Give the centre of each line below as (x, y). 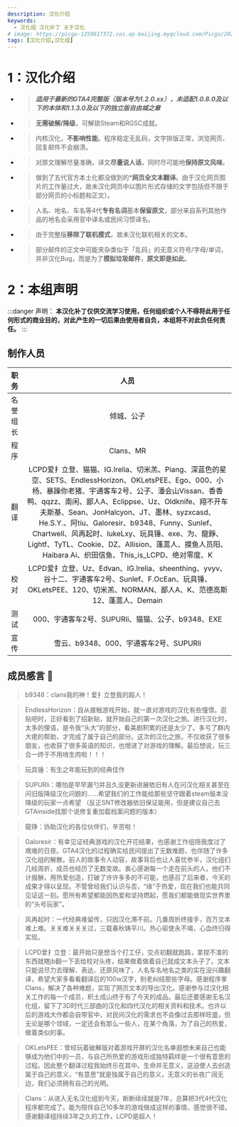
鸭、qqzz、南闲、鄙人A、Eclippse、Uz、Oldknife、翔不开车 (128, 501)
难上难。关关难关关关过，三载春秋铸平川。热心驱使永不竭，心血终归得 (128, 928)
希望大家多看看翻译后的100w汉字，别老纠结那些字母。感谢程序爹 (132, 979)
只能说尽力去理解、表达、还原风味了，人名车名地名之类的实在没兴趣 (124, 969)
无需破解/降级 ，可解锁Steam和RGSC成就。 (98, 123)
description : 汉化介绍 (39, 14)
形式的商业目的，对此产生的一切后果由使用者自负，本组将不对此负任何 (116, 320)
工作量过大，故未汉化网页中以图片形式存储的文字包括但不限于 (138, 187)
